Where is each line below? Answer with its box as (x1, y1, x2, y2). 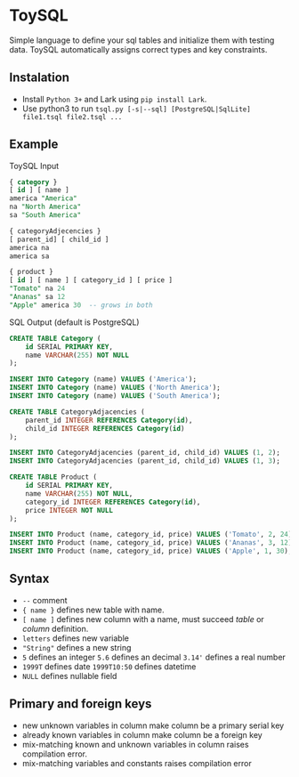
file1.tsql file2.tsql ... (21, 112, 123, 121)
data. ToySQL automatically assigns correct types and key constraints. (9, 44, 268, 54)
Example (9, 137, 59, 152)
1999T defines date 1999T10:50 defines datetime (21, 660, 197, 672)
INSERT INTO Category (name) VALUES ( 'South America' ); (9, 392, 221, 401)
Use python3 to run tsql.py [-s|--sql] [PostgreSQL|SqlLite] (21, 103, 251, 114)
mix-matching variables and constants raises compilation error (21, 757, 252, 768)
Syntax (9, 571, 50, 587)
